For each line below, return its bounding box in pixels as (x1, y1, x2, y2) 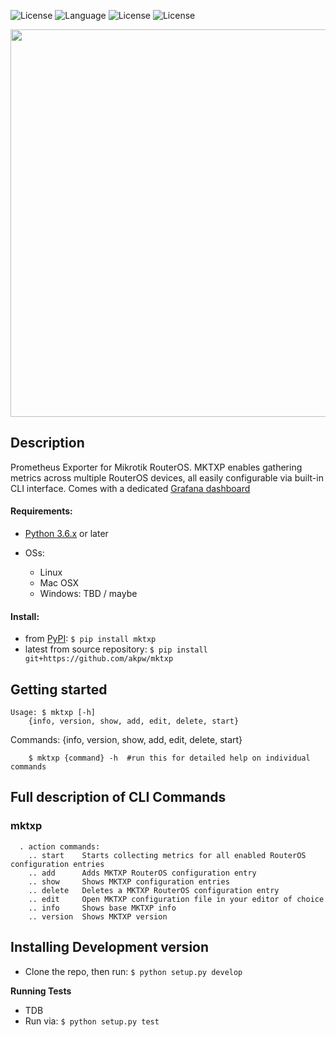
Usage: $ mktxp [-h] (10, 708, 97, 718)
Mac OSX (39, 577, 80, 589)
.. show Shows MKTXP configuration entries (28, 876, 230, 887)
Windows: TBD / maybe (39, 588, 138, 600)
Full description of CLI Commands (10, 789, 227, 806)
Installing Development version (10, 939, 210, 956)
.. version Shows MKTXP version (28, 911, 168, 922)
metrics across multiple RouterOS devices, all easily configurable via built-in (10, 471, 324, 484)
